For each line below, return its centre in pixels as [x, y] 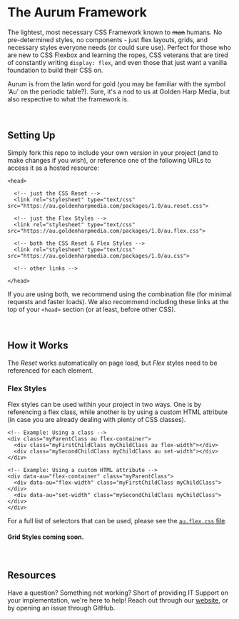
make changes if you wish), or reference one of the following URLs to [110, 160]
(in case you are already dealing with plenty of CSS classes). [97, 419]
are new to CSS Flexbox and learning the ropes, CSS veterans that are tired [118, 55]
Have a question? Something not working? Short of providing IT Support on [118, 593]
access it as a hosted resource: [54, 168]
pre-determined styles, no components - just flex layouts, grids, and [108, 39]
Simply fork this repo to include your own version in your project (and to [113, 152]
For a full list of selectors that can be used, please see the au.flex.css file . [117, 520]
